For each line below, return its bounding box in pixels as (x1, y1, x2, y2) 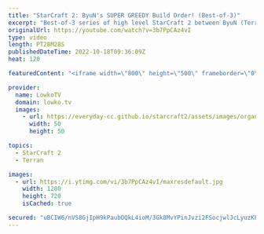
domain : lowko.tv (15, 98, 72, 106)
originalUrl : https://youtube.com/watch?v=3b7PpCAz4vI (8, 26, 192, 34)
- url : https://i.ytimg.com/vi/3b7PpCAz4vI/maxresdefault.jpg (15, 177, 223, 185)
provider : (8, 83, 41, 91)
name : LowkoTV (15, 91, 61, 99)
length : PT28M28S (8, 41, 65, 49)
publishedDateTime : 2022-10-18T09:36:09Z (8, 48, 146, 56)
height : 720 (22, 192, 61, 200)
